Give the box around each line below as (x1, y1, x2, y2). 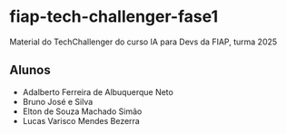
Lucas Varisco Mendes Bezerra (22, 115, 141, 126)
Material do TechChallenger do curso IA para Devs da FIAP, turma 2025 (9, 36, 278, 47)
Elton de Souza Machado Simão (22, 106, 143, 117)
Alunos (9, 62, 52, 78)
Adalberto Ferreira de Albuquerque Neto (22, 86, 174, 97)
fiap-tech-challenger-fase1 (9, 6, 219, 27)
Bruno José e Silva (22, 96, 94, 107)
